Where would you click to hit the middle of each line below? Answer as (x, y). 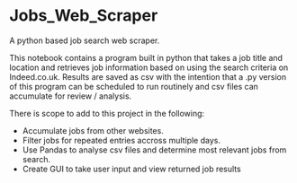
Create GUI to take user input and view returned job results (131, 169)
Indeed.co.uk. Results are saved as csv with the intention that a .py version (148, 76)
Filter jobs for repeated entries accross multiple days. (121, 140)
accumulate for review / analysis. (71, 96)
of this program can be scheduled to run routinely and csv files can (134, 86)
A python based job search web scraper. (85, 40)
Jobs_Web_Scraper (84, 16)
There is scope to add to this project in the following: (107, 113)
